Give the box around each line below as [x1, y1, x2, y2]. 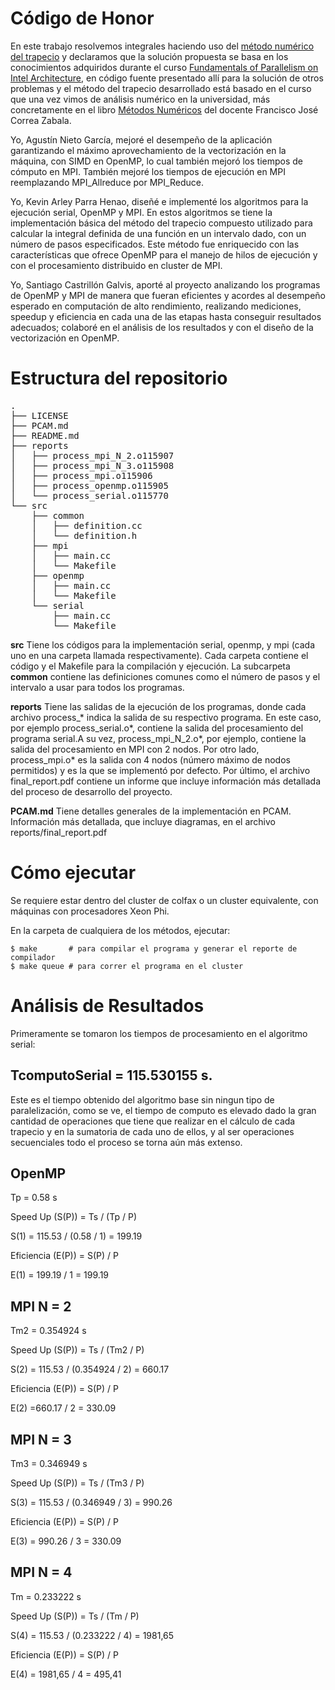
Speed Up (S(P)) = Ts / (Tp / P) [10, 1211, 138, 1223]
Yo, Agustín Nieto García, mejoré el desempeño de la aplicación [10, 133, 273, 146]
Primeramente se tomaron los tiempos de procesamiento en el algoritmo [10, 1027, 308, 1039]
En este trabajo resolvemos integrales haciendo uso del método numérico [10, 40, 315, 52]
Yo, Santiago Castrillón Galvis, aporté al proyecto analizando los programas [10, 278, 321, 291]
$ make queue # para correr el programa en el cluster [10, 961, 244, 971]
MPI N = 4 [10, 1564, 73, 1581]
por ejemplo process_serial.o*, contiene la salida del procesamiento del [10, 722, 304, 734]
